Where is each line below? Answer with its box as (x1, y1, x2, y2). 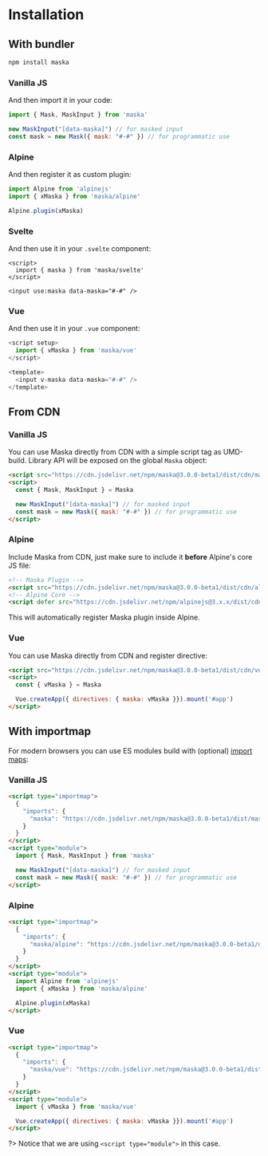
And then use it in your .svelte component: (8, 244, 152, 254)
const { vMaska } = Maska (15, 681, 102, 689)
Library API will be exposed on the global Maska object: (28, 456, 207, 466)
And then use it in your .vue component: (8, 324, 140, 333)
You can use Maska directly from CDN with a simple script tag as (8, 447, 222, 457)
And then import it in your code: (8, 96, 113, 105)
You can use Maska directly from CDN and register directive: (8, 651, 207, 660)
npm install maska (8, 58, 69, 66)
